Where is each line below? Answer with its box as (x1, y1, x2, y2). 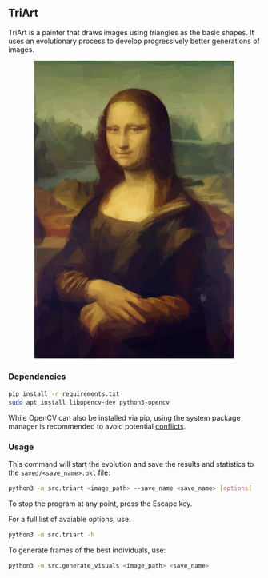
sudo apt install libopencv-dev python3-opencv (8, 398, 170, 406)
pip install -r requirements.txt (8, 390, 120, 398)
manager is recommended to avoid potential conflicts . (8, 421, 186, 431)
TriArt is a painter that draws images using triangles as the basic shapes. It (8, 27, 254, 37)
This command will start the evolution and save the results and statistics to (8, 460, 254, 469)
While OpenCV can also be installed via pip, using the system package (8, 413, 242, 422)
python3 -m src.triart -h (8, 531, 94, 539)
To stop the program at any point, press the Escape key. (8, 499, 193, 508)
